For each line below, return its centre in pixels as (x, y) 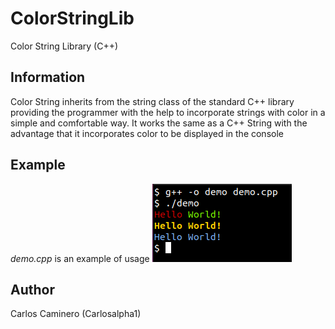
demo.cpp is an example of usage (80, 258)
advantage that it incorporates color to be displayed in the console (147, 133)
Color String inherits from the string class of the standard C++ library (152, 101)
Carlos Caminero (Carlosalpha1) (76, 314)
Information (48, 77)
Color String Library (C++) (64, 46)
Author (32, 289)
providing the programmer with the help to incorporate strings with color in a (168, 112)
